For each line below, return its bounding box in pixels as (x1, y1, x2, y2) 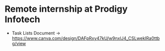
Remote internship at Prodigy (4, 3, 128, 15)
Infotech (4, 14, 40, 25)
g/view (11, 40, 26, 46)
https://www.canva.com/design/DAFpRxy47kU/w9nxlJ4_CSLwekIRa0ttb (11, 35, 160, 41)
